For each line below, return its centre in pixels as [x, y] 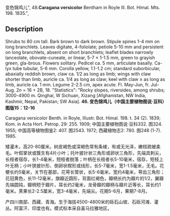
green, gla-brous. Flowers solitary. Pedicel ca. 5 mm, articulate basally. [79, 63]
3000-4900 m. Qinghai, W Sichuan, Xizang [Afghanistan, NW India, [76, 95]
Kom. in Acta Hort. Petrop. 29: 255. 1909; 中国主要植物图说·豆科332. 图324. [84, 124]
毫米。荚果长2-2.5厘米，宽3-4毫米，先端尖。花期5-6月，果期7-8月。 [78, 191]
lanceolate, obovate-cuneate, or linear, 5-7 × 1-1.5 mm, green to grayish [80, 57]
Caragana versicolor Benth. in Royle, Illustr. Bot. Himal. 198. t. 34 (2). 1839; [83, 118]
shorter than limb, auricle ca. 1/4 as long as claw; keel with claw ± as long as [85, 79]
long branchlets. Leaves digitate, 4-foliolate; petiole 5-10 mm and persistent [84, 47]
